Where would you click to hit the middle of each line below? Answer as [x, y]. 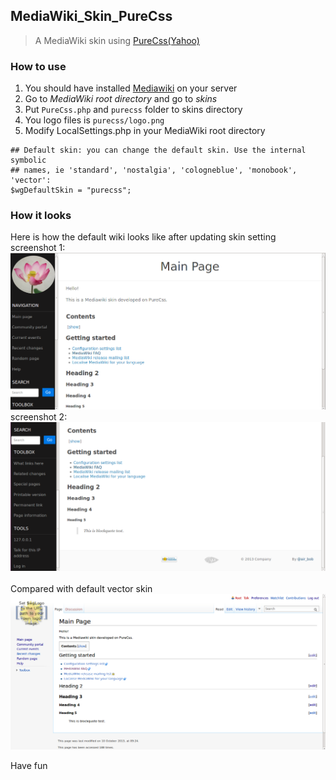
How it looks [41, 216]
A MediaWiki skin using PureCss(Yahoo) [117, 40]
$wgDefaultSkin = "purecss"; [71, 190]
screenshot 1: [38, 248]
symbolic [28, 160]
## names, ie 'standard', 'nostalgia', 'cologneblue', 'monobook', [154, 170]
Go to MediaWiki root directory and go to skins [121, 99]
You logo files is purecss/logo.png [94, 120]
